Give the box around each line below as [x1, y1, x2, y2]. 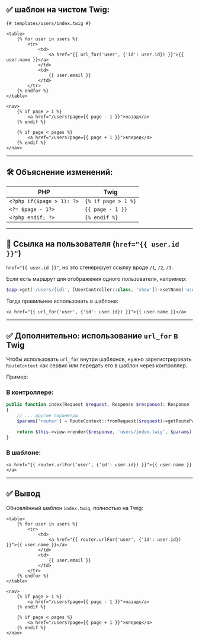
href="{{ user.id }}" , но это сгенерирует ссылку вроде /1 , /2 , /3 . [6, 264, 174, 271]
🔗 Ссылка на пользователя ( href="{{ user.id [6, 239, 179, 249]
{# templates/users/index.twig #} [6, 20, 92, 26]
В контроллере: [6, 388, 54, 396]
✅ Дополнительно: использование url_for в [6, 331, 179, 341]
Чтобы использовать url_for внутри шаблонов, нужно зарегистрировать [6, 355, 192, 363]
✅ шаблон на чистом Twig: [6, 5, 110, 15]
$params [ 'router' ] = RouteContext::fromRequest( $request [17, 418, 161, 424]
